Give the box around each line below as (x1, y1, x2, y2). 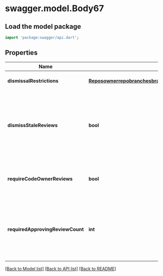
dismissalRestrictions (7, 77, 59, 84)
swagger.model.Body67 (5, 3, 104, 14)
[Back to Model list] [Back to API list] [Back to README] (5, 266, 116, 272)
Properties (5, 49, 38, 57)
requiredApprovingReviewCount (7, 226, 84, 233)
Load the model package (5, 22, 81, 31)
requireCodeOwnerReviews (7, 175, 73, 182)
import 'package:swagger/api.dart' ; (5, 35, 79, 40)
